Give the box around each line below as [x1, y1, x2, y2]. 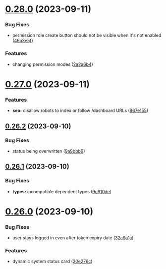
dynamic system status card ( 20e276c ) [12, 259, 93, 265]
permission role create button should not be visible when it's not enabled [12, 32, 162, 38]
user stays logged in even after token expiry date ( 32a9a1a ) [12, 235, 134, 241]
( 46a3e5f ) [12, 38, 33, 44]
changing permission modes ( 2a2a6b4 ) [12, 61, 93, 67]
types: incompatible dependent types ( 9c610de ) [12, 188, 111, 194]
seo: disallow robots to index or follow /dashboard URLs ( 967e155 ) [12, 108, 149, 113]
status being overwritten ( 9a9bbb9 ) [12, 148, 85, 154]
